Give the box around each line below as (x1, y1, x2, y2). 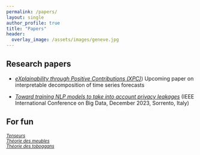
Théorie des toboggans (6, 143, 55, 149)
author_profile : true (6, 20, 60, 26)
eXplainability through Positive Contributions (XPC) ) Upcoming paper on (14, 74, 194, 82)
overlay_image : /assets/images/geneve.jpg (11, 37, 119, 43)
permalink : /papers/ (6, 8, 58, 15)
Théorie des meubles (6, 138, 50, 144)
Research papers (6, 59, 71, 69)
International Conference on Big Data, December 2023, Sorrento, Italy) (14, 99, 190, 106)
